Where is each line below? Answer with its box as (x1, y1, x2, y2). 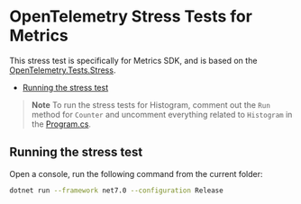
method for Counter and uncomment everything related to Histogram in (31, 109, 293, 120)
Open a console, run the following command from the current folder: (9, 168, 263, 179)
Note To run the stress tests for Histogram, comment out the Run (31, 99, 270, 110)
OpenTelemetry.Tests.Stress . (9, 65, 116, 75)
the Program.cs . (31, 119, 92, 129)
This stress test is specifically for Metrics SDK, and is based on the (9, 55, 258, 66)
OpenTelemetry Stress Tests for (9, 6, 252, 27)
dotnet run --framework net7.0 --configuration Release (9, 186, 223, 195)
